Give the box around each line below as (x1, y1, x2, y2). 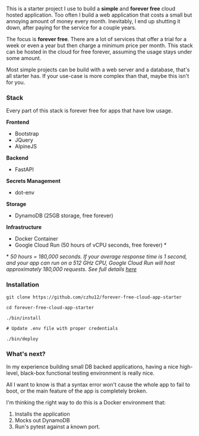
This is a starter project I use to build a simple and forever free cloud (6, 5, 175, 12)
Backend (6, 154, 29, 161)
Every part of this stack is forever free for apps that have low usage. (6, 107, 173, 114)
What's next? (6, 350, 46, 358)
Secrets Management (6, 177, 61, 185)
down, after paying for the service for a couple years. (6, 24, 137, 31)
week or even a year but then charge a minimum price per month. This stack (6, 42, 193, 49)
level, (6, 369, 20, 376)
